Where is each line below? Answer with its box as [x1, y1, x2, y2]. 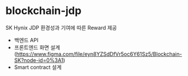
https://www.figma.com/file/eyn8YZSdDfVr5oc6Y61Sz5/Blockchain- [16, 50, 182, 57]
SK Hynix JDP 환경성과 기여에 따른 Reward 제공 [5, 24, 117, 31]
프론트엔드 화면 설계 [14, 44, 60, 51]
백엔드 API [14, 36, 39, 43]
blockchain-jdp [5, 4, 82, 18]
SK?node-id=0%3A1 [14, 57, 64, 64]
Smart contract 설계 [14, 63, 62, 71]
